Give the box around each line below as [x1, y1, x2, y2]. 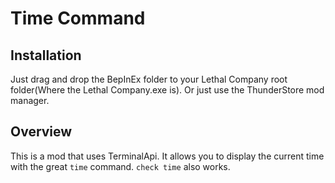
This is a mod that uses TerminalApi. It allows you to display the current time [10, 150, 325, 162]
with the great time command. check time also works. [10, 160, 231, 172]
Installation [10, 47, 82, 64]
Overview [10, 123, 73, 141]
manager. [10, 95, 50, 106]
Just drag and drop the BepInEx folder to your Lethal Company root [10, 73, 288, 85]
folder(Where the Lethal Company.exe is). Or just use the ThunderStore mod [10, 84, 325, 96]
